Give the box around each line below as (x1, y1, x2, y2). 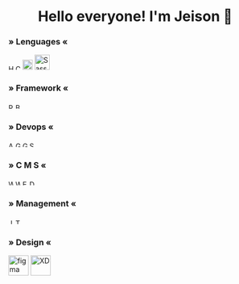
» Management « (8, 198, 76, 209)
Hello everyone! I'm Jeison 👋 (37, 7, 233, 26)
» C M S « (8, 160, 47, 170)
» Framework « (8, 82, 69, 94)
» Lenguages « (8, 36, 68, 48)
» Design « (8, 236, 52, 248)
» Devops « (8, 121, 54, 132)
